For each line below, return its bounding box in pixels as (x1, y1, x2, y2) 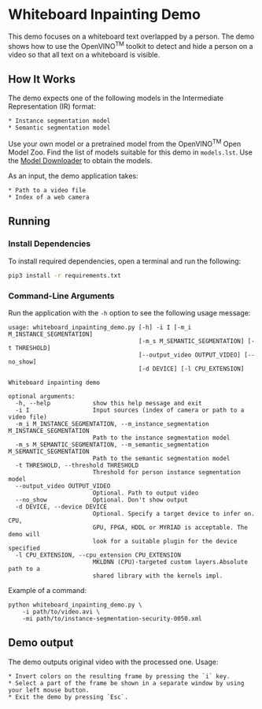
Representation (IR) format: (8, 102, 96, 111)
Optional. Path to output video (92, 489, 199, 497)
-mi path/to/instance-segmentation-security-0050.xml (22, 614, 202, 622)
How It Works (8, 73, 76, 86)
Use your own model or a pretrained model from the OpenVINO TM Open (8, 138, 242, 149)
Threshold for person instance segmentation (92, 468, 242, 476)
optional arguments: (8, 392, 76, 400)
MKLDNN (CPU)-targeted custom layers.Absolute (92, 558, 248, 565)
